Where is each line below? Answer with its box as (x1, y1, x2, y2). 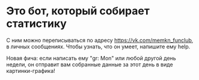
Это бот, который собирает (6, 4, 150, 18)
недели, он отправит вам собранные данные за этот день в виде (6, 61, 173, 68)
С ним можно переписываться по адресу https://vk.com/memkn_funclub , (6, 36, 194, 44)
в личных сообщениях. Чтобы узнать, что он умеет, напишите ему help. (6, 43, 191, 50)
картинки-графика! (6, 67, 55, 74)
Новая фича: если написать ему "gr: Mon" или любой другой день (6, 54, 176, 61)
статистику (6, 17, 67, 30)
